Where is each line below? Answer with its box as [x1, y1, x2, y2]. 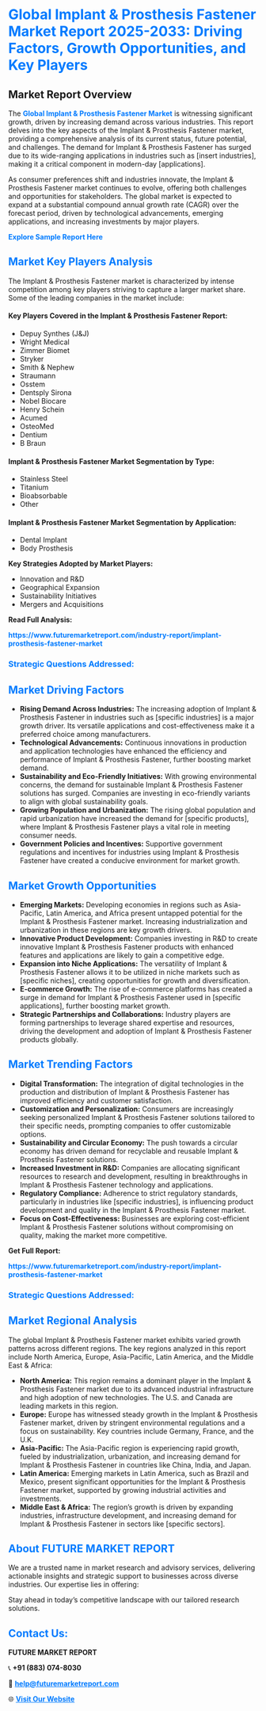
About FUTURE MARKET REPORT [8, 1541, 176, 1556]
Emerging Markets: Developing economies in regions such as [19, 900, 222, 909]
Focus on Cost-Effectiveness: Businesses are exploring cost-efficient [19, 1214, 249, 1223]
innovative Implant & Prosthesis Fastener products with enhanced [19, 942, 234, 951]
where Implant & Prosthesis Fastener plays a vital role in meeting [19, 823, 231, 832]
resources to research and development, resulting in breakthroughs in [19, 1172, 248, 1181]
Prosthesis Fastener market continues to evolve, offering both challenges [8, 183, 247, 192]
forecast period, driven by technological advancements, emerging [8, 209, 224, 217]
